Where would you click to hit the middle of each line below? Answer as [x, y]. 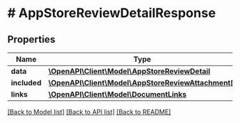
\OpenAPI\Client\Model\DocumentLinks [117, 94]
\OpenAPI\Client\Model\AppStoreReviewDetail [129, 71]
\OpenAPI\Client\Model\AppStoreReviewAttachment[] [142, 83]
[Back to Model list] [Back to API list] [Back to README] [89, 112]
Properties [31, 39]
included [26, 83]
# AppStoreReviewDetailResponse [112, 13]
